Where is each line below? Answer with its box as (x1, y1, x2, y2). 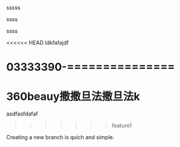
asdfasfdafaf (6, 110, 38, 117)
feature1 (112, 122, 132, 129)
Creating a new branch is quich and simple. (6, 134, 115, 141)
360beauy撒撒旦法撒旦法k (6, 90, 141, 103)
